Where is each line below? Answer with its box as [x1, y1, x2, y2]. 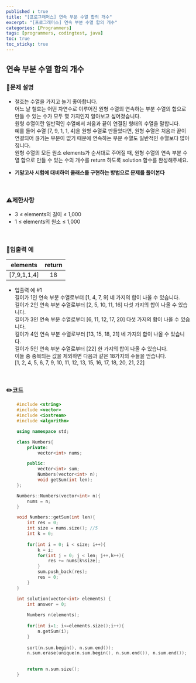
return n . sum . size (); [27, 666, 80, 672]
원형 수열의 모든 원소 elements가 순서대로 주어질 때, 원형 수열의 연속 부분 [14, 149, 182, 156]
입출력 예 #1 [14, 286, 42, 293]
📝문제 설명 [6, 83, 34, 91]
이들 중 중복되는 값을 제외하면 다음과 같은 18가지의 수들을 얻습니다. [14, 353, 167, 360]
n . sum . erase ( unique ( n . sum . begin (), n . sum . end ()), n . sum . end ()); [27, 650, 187, 656]
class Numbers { [16, 439, 54, 445]
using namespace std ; [16, 428, 69, 434]
